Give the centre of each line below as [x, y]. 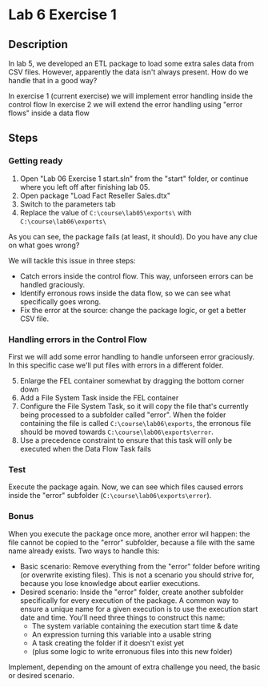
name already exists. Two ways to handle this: [84, 551]
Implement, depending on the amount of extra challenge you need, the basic [134, 667]
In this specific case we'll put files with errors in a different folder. [116, 365]
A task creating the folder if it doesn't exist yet [108, 643]
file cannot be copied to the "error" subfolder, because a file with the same [132, 542]
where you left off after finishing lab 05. [85, 187]
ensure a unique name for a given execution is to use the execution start [139, 609]
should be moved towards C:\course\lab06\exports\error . [116, 432]
